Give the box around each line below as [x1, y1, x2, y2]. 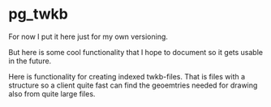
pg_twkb [8, 5, 69, 24]
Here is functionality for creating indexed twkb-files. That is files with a [8, 71, 246, 81]
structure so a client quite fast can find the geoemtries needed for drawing [8, 80, 258, 90]
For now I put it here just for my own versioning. [8, 32, 169, 41]
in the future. [8, 56, 52, 66]
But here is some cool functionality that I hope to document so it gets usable [8, 47, 264, 57]
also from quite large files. [8, 88, 96, 98]
